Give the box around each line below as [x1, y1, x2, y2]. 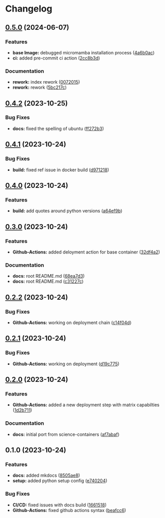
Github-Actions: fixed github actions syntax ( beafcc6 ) [12, 507, 126, 513]
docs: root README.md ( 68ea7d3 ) [12, 273, 85, 279]
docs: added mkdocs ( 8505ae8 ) [12, 472, 80, 479]
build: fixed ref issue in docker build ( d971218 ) [12, 167, 109, 173]
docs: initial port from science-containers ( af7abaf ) [12, 431, 120, 437]
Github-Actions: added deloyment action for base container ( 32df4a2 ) [12, 249, 160, 255]
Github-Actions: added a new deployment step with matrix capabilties [12, 402, 160, 408]
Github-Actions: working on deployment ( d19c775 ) [12, 361, 120, 367]
